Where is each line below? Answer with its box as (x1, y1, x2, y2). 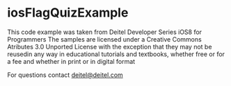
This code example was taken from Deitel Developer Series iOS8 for (7, 28, 202, 36)
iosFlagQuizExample (7, 5, 129, 21)
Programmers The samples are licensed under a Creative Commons (7, 35, 202, 43)
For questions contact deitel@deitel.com (7, 71, 123, 79)
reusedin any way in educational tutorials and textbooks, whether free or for (7, 50, 225, 58)
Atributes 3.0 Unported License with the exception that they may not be (7, 42, 212, 51)
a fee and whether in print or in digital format (7, 57, 136, 65)
